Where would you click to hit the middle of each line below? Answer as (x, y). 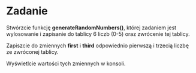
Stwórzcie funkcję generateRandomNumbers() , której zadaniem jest (91, 28)
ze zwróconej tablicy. (32, 51)
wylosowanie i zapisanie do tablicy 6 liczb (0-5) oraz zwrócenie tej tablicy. (98, 34)
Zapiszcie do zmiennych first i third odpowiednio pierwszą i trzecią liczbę (98, 45)
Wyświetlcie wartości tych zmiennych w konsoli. (66, 63)
